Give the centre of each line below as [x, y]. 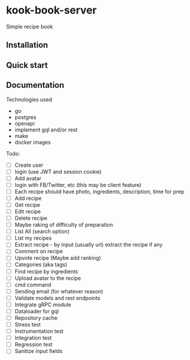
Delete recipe [31, 218]
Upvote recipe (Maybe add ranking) [58, 258]
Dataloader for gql [36, 311]
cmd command [33, 285]
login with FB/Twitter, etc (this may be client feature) [78, 185]
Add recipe [28, 198]
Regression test [34, 345]
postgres [25, 117]
